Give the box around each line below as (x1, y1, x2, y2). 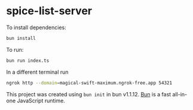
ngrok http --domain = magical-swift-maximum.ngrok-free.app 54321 (6, 80, 172, 86)
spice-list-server (6, 4, 93, 18)
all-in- (172, 90, 187, 98)
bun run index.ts (6, 58, 50, 64)
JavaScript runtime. (17, 97, 66, 104)
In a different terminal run (6, 68, 69, 76)
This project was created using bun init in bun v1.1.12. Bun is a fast (6, 90, 171, 98)
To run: (6, 46, 24, 53)
